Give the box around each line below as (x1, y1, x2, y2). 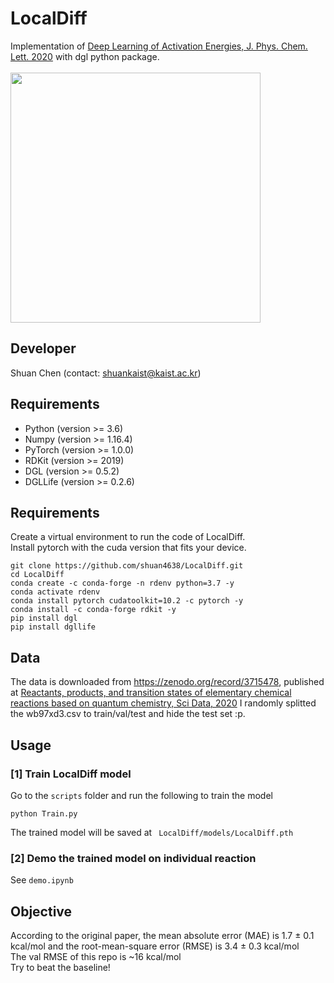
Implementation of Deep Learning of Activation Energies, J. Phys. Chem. (10, 40, 308, 52)
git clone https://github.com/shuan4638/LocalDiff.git (10, 561, 244, 571)
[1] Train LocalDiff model (10, 767, 132, 781)
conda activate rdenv (10, 587, 101, 597)
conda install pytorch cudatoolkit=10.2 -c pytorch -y (10, 596, 244, 606)
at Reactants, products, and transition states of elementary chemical (10, 687, 292, 699)
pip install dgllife (10, 622, 97, 632)
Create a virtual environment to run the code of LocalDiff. (10, 531, 246, 543)
